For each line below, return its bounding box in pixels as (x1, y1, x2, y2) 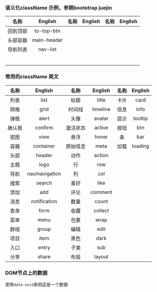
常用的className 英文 (5, 73, 59, 80)
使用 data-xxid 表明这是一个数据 (5, 281, 68, 287)
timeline (92, 106, 110, 113)
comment (90, 188, 112, 195)
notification (31, 198, 57, 204)
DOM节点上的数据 (5, 269, 48, 276)
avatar (94, 115, 109, 121)
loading (131, 143, 150, 149)
